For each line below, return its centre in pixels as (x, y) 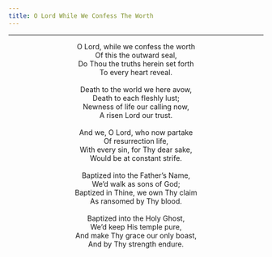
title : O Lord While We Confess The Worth (81, 16)
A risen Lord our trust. (136, 115)
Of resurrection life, (136, 141)
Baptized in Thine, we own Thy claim (136, 192)
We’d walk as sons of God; (136, 183)
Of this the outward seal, (136, 55)
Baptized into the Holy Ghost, (136, 218)
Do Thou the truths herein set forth (136, 63)
